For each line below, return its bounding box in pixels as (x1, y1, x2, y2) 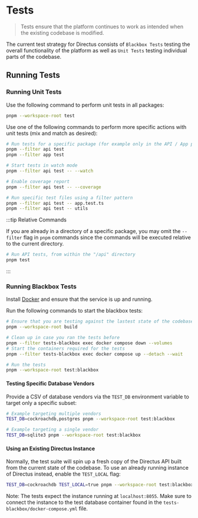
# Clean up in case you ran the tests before (6, 335, 120, 341)
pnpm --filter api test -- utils (6, 205, 88, 212)
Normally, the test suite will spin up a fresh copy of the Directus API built (6, 458, 181, 465)
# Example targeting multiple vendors (6, 410, 101, 417)
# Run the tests (6, 361, 46, 368)
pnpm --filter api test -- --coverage (6, 184, 101, 190)
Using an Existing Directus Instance (6, 445, 95, 452)
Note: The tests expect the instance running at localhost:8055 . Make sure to (6, 493, 192, 500)
